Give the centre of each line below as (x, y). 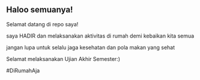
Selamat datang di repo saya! (42, 24)
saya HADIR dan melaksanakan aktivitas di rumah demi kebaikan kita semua (100, 36)
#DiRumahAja (23, 70)
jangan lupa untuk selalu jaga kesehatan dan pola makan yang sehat (91, 47)
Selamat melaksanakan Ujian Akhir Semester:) (63, 59)
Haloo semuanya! (40, 10)
